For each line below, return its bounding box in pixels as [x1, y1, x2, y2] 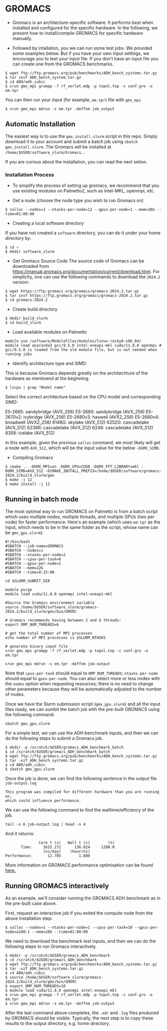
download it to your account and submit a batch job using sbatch [5, 138, 138, 145]
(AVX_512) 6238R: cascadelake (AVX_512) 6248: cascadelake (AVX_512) [5, 425, 154, 431]
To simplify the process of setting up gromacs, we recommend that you [12, 182, 160, 188]
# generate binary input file [5, 644, 68, 649]
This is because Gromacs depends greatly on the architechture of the [5, 370, 148, 376]
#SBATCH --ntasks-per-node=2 [5, 552, 66, 557]
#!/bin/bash [5, 539, 30, 544]
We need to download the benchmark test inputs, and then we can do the [5, 938, 156, 944]
